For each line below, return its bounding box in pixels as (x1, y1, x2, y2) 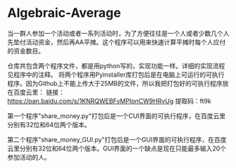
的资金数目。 (7, 46, 44, 55)
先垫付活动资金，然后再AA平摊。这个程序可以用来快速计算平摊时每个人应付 (7, 37, 226, 46)
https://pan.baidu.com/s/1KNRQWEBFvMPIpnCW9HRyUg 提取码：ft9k (7, 96, 211, 105)
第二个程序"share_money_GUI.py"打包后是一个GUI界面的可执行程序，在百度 (7, 135, 227, 143)
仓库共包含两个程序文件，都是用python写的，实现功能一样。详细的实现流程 (7, 61, 225, 70)
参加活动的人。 (7, 153, 51, 161)
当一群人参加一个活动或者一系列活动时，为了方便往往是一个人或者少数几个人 (7, 29, 230, 37)
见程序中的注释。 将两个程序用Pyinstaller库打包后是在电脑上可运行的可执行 (7, 70, 225, 79)
